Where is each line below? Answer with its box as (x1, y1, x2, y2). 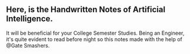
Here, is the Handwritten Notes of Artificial (6, 5, 166, 15)
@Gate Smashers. (6, 42, 50, 49)
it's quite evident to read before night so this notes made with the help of (6, 35, 182, 43)
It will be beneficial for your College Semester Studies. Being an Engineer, (6, 29, 185, 36)
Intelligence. (6, 14, 53, 24)
